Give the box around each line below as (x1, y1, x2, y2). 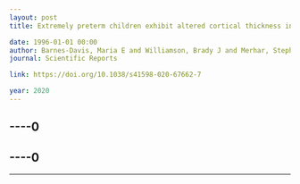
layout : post (9, 13, 58, 22)
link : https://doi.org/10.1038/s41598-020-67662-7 (9, 71, 202, 79)
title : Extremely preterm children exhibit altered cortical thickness (9, 21, 281, 30)
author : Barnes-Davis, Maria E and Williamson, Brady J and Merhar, (9, 46, 270, 54)
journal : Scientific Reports (9, 54, 118, 63)
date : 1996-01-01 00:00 (9, 38, 98, 46)
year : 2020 (9, 87, 50, 96)
